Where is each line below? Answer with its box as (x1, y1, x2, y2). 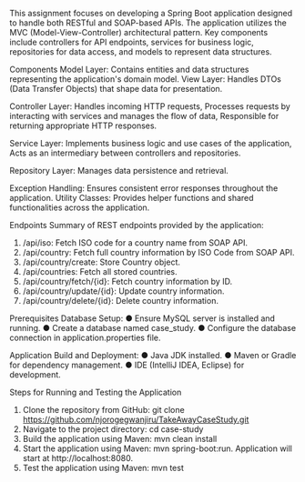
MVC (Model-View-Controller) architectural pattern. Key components (9, 27, 269, 37)
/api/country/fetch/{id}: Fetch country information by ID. (22, 276, 233, 286)
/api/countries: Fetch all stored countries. (22, 266, 178, 276)
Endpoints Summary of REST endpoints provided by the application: (9, 220, 264, 230)
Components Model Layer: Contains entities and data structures (9, 64, 249, 75)
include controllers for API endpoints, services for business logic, (9, 36, 255, 47)
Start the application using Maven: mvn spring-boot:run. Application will (22, 443, 293, 454)
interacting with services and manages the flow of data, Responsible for (9, 111, 280, 121)
